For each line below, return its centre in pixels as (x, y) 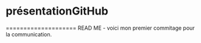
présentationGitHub (57, 11)
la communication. (29, 34)
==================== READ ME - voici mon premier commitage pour (100, 28)
